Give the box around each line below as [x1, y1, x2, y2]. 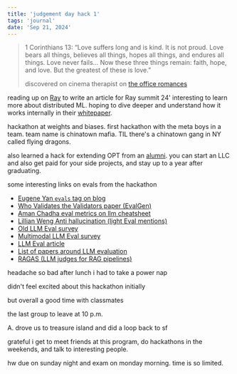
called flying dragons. [7, 137, 71, 146]
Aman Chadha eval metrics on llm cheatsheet [17, 209, 151, 218]
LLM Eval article [17, 239, 65, 248]
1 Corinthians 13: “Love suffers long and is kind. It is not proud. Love [24, 43, 224, 52]
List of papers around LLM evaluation [17, 247, 127, 256]
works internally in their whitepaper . [7, 108, 112, 118]
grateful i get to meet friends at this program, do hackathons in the [7, 338, 203, 346]
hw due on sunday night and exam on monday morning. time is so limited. [7, 359, 224, 368]
